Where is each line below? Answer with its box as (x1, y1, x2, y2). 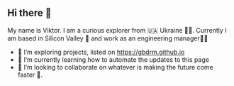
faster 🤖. (17, 70, 43, 79)
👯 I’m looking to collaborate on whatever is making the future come (17, 63, 214, 71)
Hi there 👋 (7, 7, 52, 19)
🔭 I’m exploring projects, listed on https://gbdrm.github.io (17, 48, 185, 56)
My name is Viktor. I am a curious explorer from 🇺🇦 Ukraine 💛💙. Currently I (7, 26, 227, 34)
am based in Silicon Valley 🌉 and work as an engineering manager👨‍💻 (7, 33, 208, 43)
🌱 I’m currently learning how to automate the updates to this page (17, 55, 209, 64)
